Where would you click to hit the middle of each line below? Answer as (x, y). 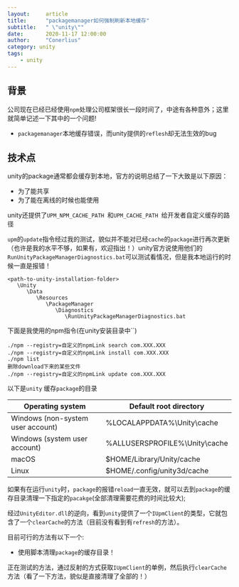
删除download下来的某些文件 (44, 367)
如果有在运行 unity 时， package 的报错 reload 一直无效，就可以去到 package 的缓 (119, 489)
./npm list (23, 360)
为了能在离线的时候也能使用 (58, 200)
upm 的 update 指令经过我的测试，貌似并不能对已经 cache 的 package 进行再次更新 (119, 239)
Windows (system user (49, 439)
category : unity (31, 47)
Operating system (55, 406)
